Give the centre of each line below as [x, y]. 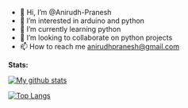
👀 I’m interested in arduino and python [82, 21]
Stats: [19, 65]
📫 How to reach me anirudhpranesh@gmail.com [100, 46]
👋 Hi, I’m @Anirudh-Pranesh [65, 12]
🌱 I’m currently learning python [70, 29]
